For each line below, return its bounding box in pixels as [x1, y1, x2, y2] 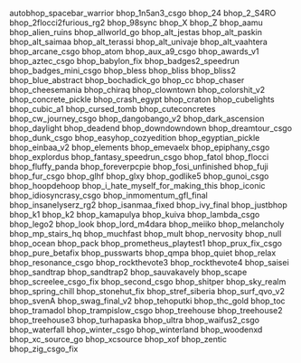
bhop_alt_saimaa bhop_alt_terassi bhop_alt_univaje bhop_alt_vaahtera [9, 36, 268, 47]
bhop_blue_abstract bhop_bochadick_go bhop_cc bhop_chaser [9, 75, 245, 85]
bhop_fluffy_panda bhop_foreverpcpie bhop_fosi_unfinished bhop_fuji [9, 162, 268, 172]
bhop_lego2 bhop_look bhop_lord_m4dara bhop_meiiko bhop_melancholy [9, 219, 285, 229]
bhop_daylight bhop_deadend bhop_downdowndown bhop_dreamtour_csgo [9, 123, 292, 134]
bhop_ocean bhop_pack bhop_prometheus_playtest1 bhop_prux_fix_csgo [9, 238, 283, 248]
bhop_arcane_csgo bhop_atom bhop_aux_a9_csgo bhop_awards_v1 [9, 46, 259, 57]
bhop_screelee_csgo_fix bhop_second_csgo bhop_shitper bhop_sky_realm [9, 276, 287, 287]
